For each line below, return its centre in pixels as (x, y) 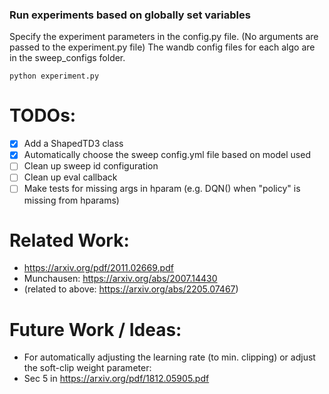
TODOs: (43, 115)
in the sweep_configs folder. (67, 58)
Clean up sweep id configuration (91, 166)
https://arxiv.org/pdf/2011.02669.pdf (98, 268)
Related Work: (69, 240)
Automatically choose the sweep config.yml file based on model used (167, 155)
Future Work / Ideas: (95, 329)
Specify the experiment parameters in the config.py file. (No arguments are (164, 37)
